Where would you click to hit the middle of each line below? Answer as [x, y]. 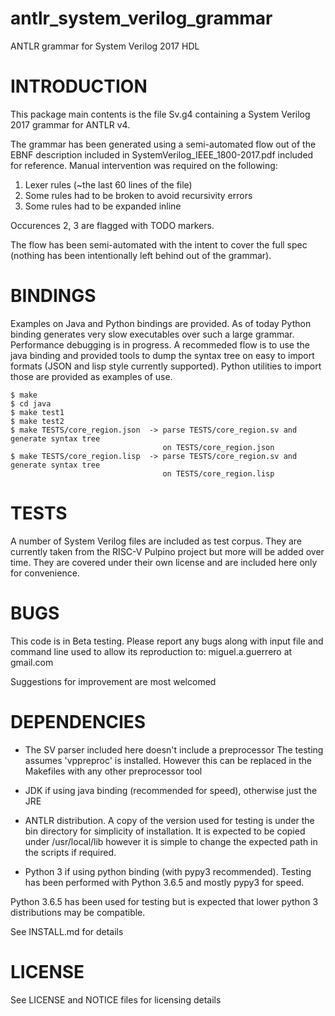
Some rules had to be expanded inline [103, 206]
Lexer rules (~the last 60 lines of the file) [108, 184]
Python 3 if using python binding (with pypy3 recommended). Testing [168, 871]
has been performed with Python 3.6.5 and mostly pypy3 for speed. [164, 882]
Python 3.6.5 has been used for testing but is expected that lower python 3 [164, 901]
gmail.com [32, 662]
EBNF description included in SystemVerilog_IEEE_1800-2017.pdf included [162, 154]
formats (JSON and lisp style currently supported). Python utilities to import [166, 366]
